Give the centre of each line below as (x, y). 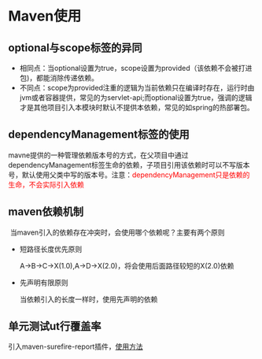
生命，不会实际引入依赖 (46, 184)
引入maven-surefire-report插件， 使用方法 (76, 346)
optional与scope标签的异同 (76, 48)
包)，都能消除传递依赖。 (59, 78)
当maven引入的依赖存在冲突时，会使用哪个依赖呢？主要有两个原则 (117, 232)
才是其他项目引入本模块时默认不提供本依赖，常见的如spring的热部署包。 (137, 107)
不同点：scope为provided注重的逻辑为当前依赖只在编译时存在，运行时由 (137, 88)
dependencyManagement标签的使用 (99, 135)
